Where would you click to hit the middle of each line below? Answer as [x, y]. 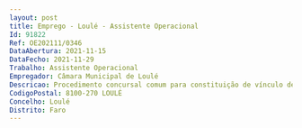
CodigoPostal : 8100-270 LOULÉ [66, 93]
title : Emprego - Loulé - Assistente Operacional [104, 26]
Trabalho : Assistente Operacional [74, 69]
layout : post [34, 18]
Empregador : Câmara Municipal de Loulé [84, 77]
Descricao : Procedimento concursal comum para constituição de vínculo [146, 85]
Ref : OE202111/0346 [46, 43]
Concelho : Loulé [40, 101]
